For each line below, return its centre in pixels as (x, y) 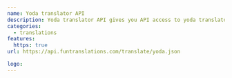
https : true (31, 45)
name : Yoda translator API (46, 13)
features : (21, 39)
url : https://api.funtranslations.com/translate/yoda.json (94, 52)
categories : (24, 26)
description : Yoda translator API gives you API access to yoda (101, 20)
